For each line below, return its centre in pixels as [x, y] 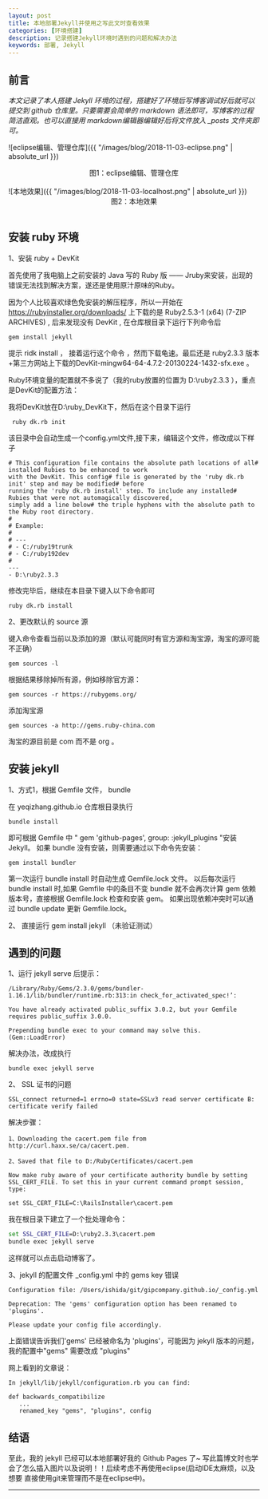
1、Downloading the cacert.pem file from [77, 1139]
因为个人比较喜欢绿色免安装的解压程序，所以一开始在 [96, 302]
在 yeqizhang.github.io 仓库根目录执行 [71, 807]
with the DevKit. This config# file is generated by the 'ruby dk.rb [126, 477]
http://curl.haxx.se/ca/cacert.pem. [69, 1146]
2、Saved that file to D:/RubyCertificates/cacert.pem [100, 1162]
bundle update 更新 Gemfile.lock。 [74, 908]
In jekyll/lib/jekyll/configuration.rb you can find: [100, 1383]
